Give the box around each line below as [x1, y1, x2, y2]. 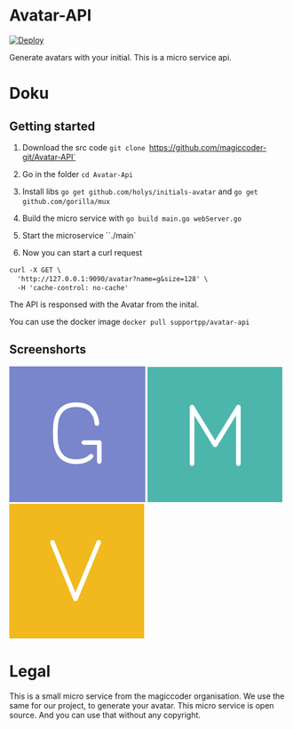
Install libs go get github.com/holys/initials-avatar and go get [21, 186, 258, 197]
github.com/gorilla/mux [21, 197, 111, 206]
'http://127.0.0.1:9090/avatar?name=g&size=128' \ [17, 274, 209, 283]
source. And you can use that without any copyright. [9, 709, 202, 720]
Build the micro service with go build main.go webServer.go [21, 213, 242, 223]
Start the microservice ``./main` [21, 230, 137, 240]
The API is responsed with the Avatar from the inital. [9, 299, 200, 310]
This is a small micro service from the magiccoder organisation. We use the [9, 691, 285, 701]
